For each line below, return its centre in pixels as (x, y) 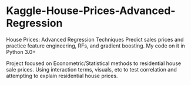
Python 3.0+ (21, 52)
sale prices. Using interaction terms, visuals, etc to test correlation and (92, 69)
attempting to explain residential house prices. (62, 76)
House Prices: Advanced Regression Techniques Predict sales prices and (95, 39)
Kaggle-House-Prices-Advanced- (91, 11)
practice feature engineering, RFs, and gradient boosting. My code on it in (95, 46)
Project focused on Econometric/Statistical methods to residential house (94, 63)
